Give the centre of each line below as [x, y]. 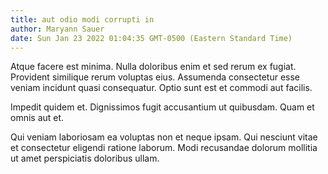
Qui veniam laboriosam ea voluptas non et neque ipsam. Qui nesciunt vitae [164, 137]
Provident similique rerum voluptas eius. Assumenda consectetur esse [155, 77]
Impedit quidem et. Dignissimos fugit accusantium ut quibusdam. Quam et [162, 107]
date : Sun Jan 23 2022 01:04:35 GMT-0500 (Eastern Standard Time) [151, 38]
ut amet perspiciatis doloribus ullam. [85, 158]
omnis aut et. [37, 118]
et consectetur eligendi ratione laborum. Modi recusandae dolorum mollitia [164, 148]
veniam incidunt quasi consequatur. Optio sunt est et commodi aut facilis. [161, 88]
